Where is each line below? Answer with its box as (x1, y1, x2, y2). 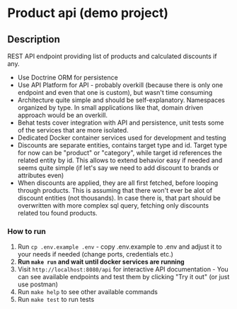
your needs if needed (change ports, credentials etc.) (17, 250, 173, 259)
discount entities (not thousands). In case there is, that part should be (17, 193, 221, 202)
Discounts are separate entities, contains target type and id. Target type (17, 141, 228, 150)
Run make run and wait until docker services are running (17, 257, 185, 266)
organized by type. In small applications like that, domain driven (17, 103, 204, 111)
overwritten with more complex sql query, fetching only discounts (17, 201, 209, 210)
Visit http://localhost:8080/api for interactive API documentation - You (17, 265, 229, 274)
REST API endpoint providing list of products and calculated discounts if (7, 52, 217, 60)
